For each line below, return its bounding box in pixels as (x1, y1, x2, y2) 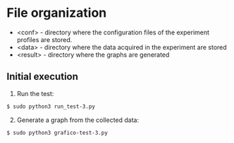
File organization (6, 5, 107, 21)
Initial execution (6, 71, 79, 83)
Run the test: (16, 89, 54, 97)
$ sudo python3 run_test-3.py (6, 103, 96, 110)
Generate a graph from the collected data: (16, 116, 140, 124)
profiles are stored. (16, 35, 73, 43)
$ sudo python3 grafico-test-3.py (6, 129, 109, 136)
